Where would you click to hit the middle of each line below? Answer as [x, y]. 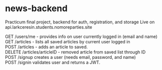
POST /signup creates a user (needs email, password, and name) [71, 57]
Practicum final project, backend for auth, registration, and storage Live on [80, 22]
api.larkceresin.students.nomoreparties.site [49, 27]
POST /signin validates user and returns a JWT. [53, 62]
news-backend [36, 9]
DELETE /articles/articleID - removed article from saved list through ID [75, 52]
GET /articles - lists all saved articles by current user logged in [68, 41]
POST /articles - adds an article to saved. [46, 47]
